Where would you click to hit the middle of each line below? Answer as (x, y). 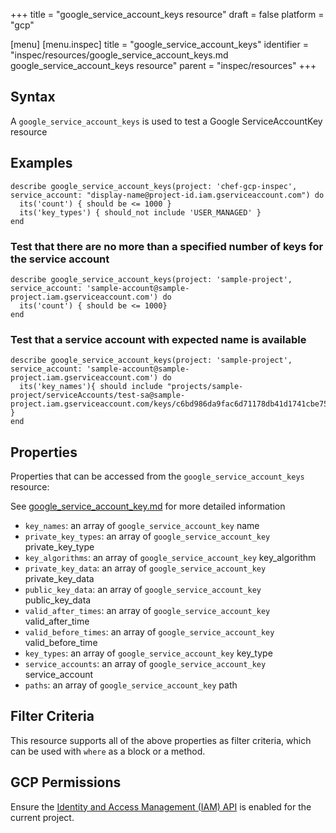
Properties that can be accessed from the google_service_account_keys (157, 476)
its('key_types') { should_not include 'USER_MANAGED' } (140, 212)
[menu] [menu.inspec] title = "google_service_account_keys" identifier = (159, 44)
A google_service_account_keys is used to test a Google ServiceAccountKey (166, 121)
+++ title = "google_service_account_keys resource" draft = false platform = (167, 14)
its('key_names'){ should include (91, 387)
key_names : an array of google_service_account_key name (142, 526)
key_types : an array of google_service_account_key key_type (148, 653)
